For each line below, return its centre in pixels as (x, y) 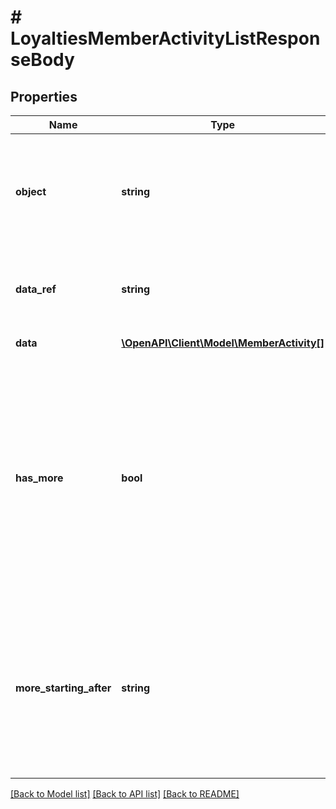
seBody (42, 60)
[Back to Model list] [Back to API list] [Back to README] (125, 794)
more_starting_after (63, 688)
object (31, 191)
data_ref (36, 289)
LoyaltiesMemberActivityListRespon (165, 38)
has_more (39, 478)
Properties (44, 96)
